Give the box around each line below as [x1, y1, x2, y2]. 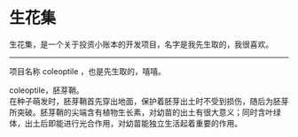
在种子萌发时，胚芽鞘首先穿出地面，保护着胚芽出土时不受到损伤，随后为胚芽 [9, 95, 289, 106]
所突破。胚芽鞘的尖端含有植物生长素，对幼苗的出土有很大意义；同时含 [9, 107, 266, 118]
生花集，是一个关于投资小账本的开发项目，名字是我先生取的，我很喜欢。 [9, 39, 273, 49]
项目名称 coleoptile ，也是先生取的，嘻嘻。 [9, 65, 167, 76]
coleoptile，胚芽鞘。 [9, 85, 84, 95]
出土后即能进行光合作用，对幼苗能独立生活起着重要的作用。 [24, 118, 242, 128]
